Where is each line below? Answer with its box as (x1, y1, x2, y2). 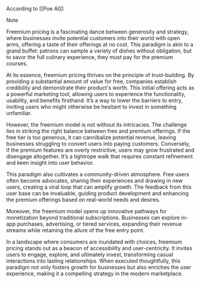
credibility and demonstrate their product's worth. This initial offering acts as (6, 84, 195, 91)
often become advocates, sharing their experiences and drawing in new (6, 177, 183, 184)
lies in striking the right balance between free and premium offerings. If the (6, 128, 191, 134)
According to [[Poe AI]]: (6, 5, 64, 12)
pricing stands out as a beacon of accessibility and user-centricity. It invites (6, 245, 193, 251)
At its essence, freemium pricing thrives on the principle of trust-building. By (6, 72, 195, 78)
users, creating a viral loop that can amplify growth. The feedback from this (6, 183, 192, 190)
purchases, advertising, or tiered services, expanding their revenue (17, 220, 182, 227)
